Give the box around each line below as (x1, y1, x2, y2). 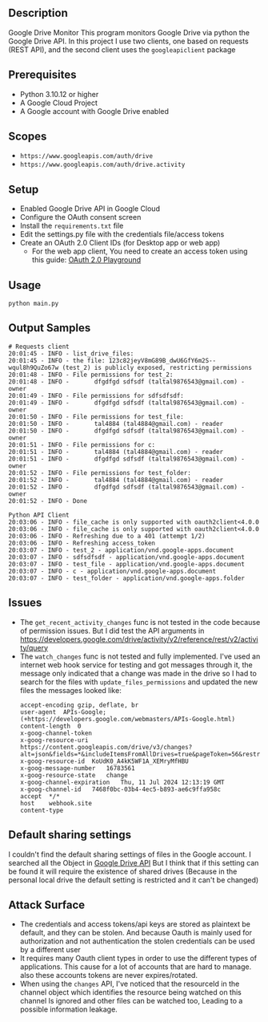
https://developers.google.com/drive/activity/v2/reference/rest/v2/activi (19, 634, 258, 644)
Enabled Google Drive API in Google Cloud (19, 204, 160, 213)
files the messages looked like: (19, 685, 122, 695)
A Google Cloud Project (19, 98, 98, 107)
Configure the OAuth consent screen (19, 213, 142, 222)
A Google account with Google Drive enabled (19, 106, 170, 116)
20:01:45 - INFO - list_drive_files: (8, 349, 134, 358)
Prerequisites (8, 68, 77, 82)
